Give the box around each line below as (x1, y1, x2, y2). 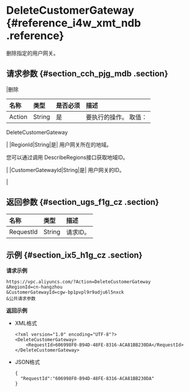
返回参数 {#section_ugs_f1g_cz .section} (6, 197, 160, 207)
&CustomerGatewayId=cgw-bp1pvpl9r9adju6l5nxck (6, 289, 124, 296)
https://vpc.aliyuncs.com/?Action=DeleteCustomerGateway (6, 279, 151, 285)
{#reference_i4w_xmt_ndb (6, 16, 142, 30)
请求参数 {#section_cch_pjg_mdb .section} (6, 69, 168, 79)
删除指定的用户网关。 (6, 49, 59, 57)
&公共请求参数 (6, 296, 36, 302)
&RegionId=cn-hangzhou (6, 284, 63, 290)
